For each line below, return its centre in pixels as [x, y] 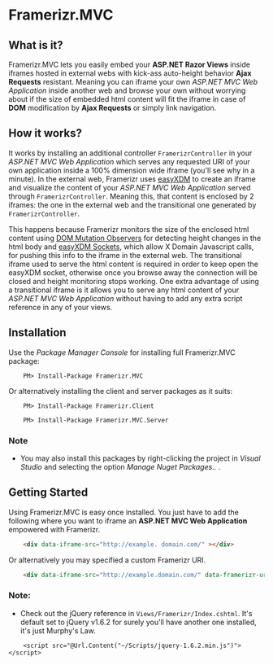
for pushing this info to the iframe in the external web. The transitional [125, 255]
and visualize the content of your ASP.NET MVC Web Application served [130, 187]
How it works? [45, 133]
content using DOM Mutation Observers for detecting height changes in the [135, 238]
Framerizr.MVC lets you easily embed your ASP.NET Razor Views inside [129, 64]
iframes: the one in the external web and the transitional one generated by [132, 204]
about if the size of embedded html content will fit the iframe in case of [127, 99]
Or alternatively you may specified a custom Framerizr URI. [107, 560]
